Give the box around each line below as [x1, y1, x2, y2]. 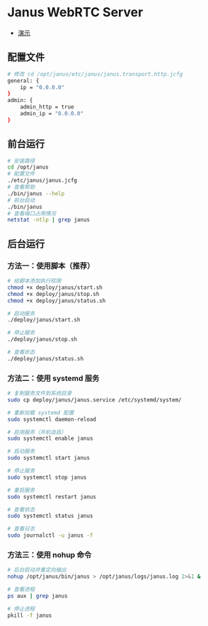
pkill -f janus [7, 612, 52, 619]
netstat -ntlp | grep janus [7, 217, 91, 224]
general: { [7, 77, 40, 84]
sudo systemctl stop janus [7, 474, 87, 481]
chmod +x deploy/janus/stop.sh [7, 290, 100, 297]
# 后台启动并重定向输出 [7, 567, 67, 574]
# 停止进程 [7, 605, 35, 613]
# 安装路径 [7, 157, 35, 164]
